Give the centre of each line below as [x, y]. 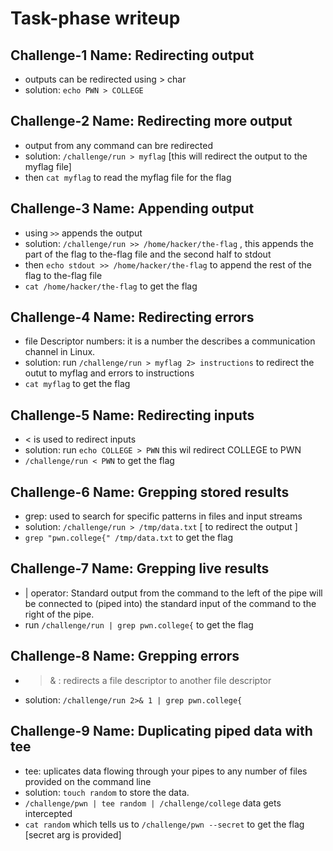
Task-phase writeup [95, 18]
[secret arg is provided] [73, 834]
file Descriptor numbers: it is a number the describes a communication [170, 341]
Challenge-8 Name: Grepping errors [125, 656]
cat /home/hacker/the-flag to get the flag [111, 286]
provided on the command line [88, 781]
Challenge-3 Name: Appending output [132, 208]
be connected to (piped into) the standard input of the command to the [170, 603]
